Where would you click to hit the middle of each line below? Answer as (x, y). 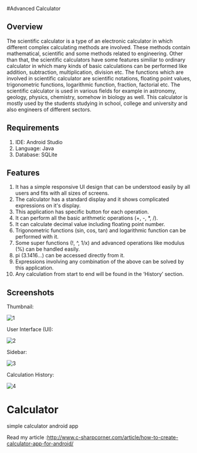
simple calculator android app (43, 426)
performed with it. (37, 237)
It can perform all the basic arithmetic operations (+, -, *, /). (86, 218)
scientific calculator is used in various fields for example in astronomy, (91, 91)
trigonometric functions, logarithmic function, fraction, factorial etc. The (94, 84)
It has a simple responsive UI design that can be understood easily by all (103, 187)
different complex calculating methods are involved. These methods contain (98, 47)
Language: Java (35, 148)
